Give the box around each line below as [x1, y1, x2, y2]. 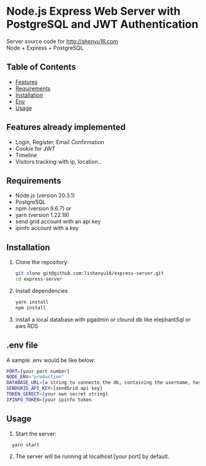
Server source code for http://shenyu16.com [6, 37, 118, 45]
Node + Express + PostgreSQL [6, 44, 84, 52]
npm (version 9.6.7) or [15, 205, 72, 212]
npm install [15, 305, 46, 311]
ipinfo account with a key [15, 224, 79, 232]
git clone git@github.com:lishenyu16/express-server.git [15, 270, 164, 277]
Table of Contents [6, 62, 77, 72]
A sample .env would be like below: [6, 356, 96, 364]
